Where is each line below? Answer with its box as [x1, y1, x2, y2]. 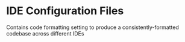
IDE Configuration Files [6, 4, 124, 18]
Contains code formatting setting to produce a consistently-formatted [6, 24, 180, 31]
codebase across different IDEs [6, 30, 84, 37]
